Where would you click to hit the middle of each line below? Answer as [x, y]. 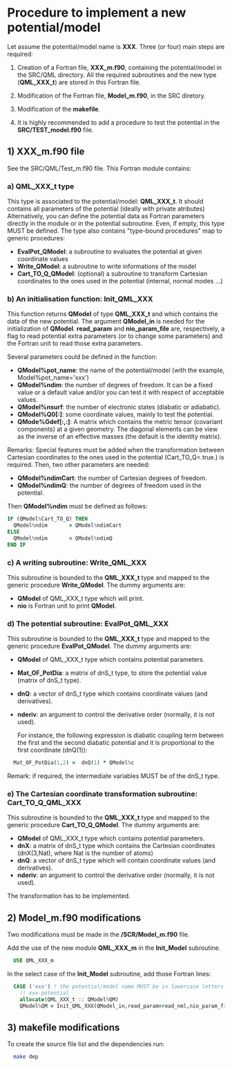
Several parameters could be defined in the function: [82, 357]
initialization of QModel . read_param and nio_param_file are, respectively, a [116, 329]
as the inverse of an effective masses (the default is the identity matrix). [119, 436]
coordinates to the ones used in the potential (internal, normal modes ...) [120, 281]
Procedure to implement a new [97, 13]
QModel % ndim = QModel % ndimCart [68, 526]
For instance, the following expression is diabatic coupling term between [120, 735]
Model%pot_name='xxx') [53, 378]
